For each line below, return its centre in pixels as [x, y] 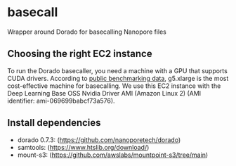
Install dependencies [54, 123]
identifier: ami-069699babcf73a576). [61, 101]
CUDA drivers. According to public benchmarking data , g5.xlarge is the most [118, 78]
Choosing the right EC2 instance [80, 54]
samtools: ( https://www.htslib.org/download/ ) [83, 147]
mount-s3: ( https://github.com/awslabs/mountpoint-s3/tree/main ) [113, 155]
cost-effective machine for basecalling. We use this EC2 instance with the [114, 86]
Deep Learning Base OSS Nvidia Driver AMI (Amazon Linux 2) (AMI [104, 93]
